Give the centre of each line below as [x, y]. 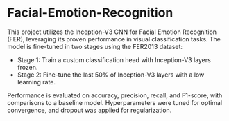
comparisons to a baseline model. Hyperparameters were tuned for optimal [115, 102]
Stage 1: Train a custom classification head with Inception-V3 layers [114, 59]
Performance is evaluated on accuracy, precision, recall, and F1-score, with [115, 95]
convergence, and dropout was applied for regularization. [90, 110]
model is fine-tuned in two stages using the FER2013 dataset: [95, 46]
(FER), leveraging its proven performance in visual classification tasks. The [114, 39]
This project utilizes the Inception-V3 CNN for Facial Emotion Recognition [112, 32]
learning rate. [36, 82]
